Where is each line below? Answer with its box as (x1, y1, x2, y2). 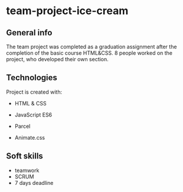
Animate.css (14, 134, 45, 141)
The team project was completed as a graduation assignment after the (6, 43, 177, 50)
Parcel (14, 123, 31, 130)
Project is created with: (6, 88, 63, 95)
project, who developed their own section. (6, 56, 109, 62)
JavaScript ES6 (14, 111, 53, 118)
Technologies (6, 72, 58, 83)
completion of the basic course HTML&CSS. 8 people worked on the (6, 49, 173, 57)
